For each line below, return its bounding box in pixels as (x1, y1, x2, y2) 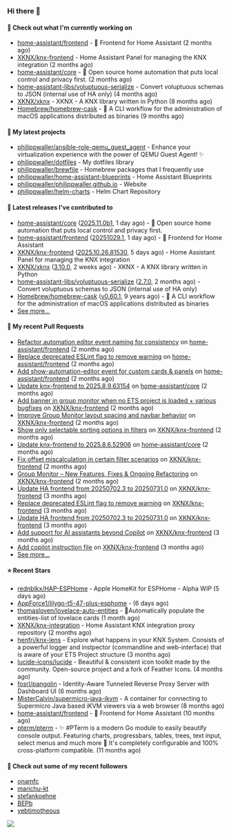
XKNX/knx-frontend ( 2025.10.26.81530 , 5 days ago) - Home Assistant (17, 248, 215, 256)
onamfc (17, 777, 39, 786)
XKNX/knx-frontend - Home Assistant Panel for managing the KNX (17, 53, 207, 61)
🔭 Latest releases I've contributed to (7, 203, 113, 211)
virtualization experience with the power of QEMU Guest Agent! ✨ (17, 150, 205, 159)
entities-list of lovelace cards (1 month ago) (17, 613, 141, 622)
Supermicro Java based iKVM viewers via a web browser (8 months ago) (17, 702, 225, 710)
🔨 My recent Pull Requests (7, 322, 84, 330)
